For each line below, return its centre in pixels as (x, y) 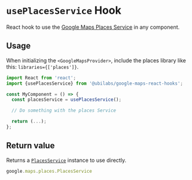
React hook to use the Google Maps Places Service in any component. (93, 27)
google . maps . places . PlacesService (49, 171)
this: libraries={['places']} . (42, 67)
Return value (31, 145)
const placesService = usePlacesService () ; (66, 100)
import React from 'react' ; (41, 78)
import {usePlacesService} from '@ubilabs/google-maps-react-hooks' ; (95, 83)
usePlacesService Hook (64, 10)
